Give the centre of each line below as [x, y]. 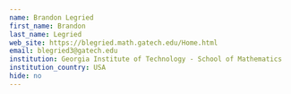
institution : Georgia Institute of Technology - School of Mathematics [145, 59]
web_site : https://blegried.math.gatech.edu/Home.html [114, 43]
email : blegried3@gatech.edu [64, 51]
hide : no [26, 76]
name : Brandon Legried [51, 17]
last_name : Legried [46, 34]
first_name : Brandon [48, 26]
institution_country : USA [57, 68]
